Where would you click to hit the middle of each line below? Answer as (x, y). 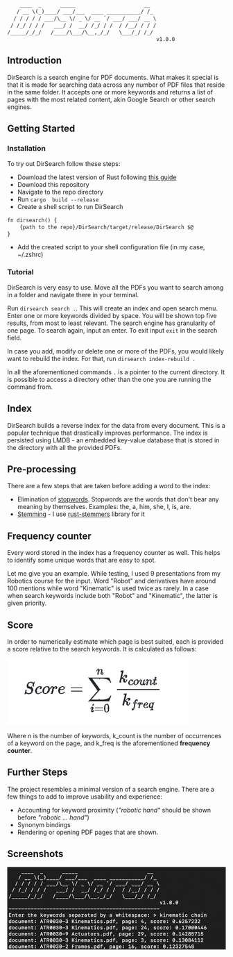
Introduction (35, 61)
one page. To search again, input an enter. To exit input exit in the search (112, 330)
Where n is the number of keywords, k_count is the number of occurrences (114, 736)
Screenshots (35, 854)
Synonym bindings (44, 824)
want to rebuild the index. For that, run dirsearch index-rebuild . (102, 358)
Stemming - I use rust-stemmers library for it (81, 514)
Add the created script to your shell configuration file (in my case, (111, 247)
